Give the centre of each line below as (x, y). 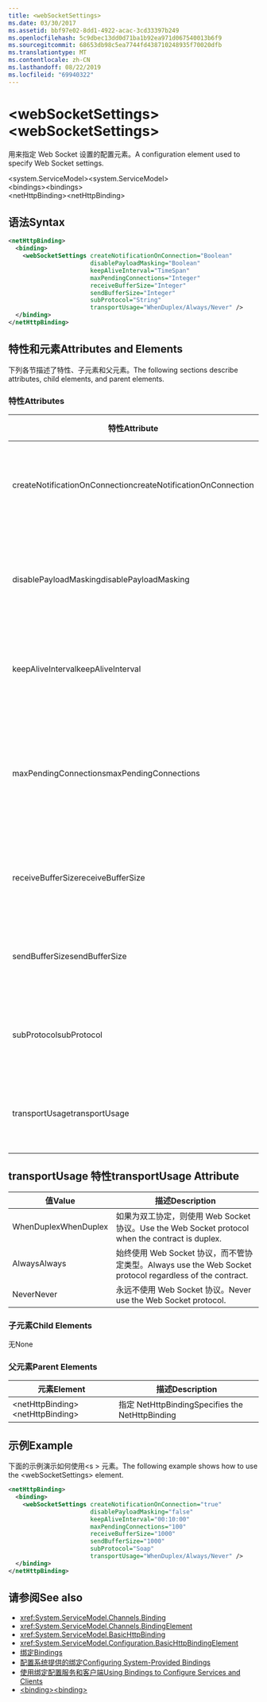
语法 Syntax (37, 222)
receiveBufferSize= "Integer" (138, 286)
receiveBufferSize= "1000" (133, 1534)
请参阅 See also (46, 1598)
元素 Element (62, 1389)
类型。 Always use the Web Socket (188, 1265)
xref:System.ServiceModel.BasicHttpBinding (93, 1634)
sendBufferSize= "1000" (128, 1541)
